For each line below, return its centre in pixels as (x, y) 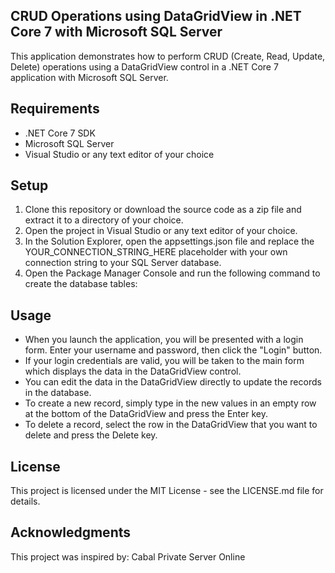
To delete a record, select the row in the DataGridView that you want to (171, 425)
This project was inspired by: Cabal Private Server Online (128, 556)
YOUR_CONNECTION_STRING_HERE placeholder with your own (156, 252)
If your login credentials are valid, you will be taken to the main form (164, 361)
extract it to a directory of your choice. (104, 220)
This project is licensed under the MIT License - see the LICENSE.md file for (167, 491)
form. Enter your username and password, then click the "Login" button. (173, 350)
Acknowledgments (71, 532)
